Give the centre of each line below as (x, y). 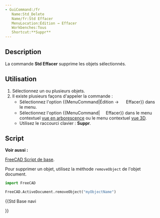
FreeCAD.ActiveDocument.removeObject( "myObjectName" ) (61, 192)
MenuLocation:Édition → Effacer (44, 23)
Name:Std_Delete (28, 14)
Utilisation (21, 79)
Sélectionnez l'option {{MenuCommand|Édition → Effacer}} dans (87, 102)
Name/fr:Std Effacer (32, 19)
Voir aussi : (17, 150)
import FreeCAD (20, 183)
